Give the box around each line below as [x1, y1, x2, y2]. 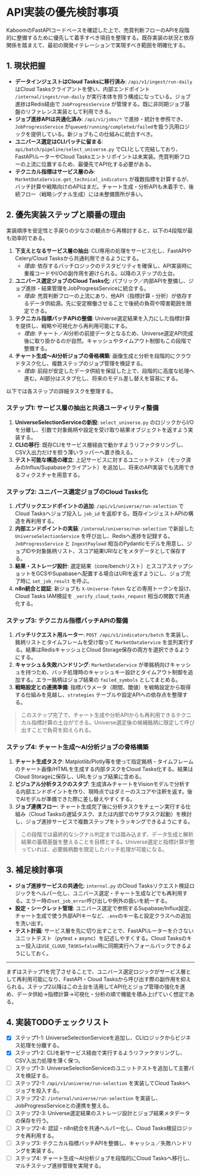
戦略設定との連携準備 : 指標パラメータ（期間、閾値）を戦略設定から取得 [14, 684, 191, 691]
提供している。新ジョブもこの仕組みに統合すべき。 [31, 130, 156, 137]
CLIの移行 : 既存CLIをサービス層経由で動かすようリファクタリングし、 [14, 441, 187, 448]
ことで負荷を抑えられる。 [31, 726, 95, 734]
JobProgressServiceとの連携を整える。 [14, 1102, 112, 1109]
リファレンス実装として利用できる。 [25, 107, 115, 115]
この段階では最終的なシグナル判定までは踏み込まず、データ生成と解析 [20, 830, 194, 838]
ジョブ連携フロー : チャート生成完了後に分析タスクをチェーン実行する [14, 803, 185, 810]
